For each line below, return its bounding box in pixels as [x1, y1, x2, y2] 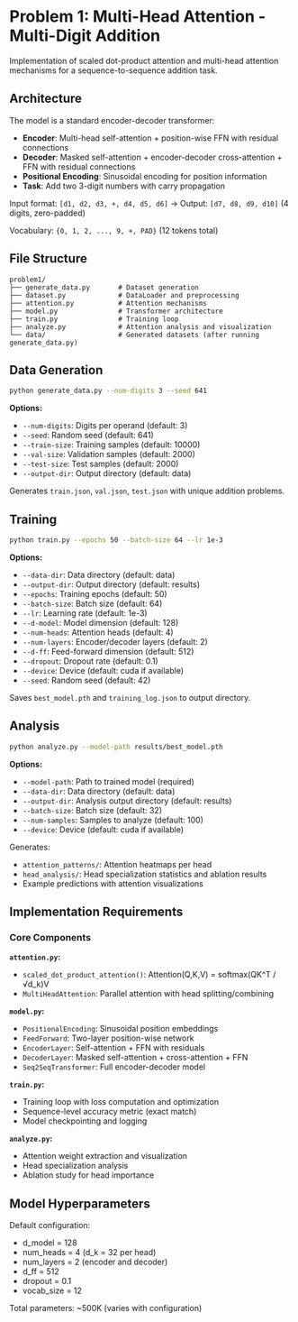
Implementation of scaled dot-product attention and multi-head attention [9, 55, 279, 66]
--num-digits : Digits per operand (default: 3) [22, 420, 188, 431]
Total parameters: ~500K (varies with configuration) [9, 1303, 203, 1314]
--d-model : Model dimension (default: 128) [22, 617, 179, 628]
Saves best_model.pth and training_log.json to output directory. [9, 692, 251, 702]
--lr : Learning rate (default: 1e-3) [22, 607, 148, 619]
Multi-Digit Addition [9, 25, 161, 46]
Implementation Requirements [9, 904, 184, 920]
